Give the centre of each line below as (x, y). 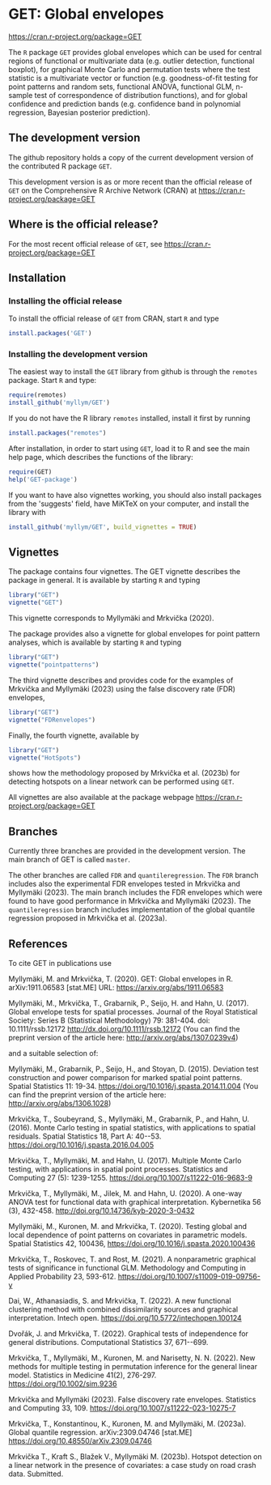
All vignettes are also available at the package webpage (101, 798)
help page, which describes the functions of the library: (101, 457)
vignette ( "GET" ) (36, 603)
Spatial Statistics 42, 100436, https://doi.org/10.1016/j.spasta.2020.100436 (132, 1244)
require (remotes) (38, 395)
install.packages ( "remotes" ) (57, 433)
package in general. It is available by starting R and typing (104, 581)
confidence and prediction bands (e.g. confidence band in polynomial (125, 104)
